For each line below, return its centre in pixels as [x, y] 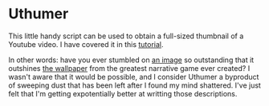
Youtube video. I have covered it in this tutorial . [86, 44]
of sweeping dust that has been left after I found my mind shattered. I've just [134, 85]
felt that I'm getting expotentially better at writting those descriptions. [123, 93]
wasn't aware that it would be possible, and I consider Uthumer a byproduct [134, 77]
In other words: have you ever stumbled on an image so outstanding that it [131, 60]
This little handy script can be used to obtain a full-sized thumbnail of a [126, 36]
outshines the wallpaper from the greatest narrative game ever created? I [129, 68]
